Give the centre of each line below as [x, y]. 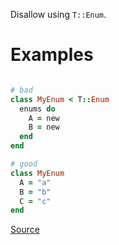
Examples [52, 55]
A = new [44, 118]
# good [24, 164]
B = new [44, 127]
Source [25, 230]
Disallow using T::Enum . [58, 14]
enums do [37, 109]
